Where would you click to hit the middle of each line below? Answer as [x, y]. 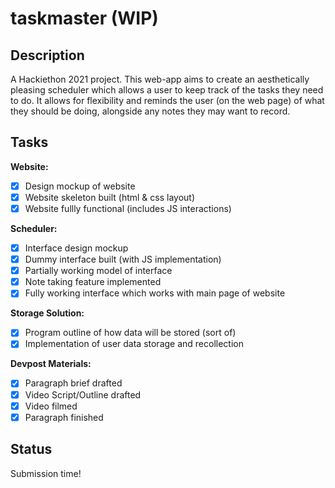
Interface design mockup [76, 248]
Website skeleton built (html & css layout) [110, 197]
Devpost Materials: [51, 364]
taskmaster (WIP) [84, 18]
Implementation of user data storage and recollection [134, 344]
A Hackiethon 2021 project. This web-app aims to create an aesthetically [160, 79]
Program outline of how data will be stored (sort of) [130, 333]
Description [47, 55]
